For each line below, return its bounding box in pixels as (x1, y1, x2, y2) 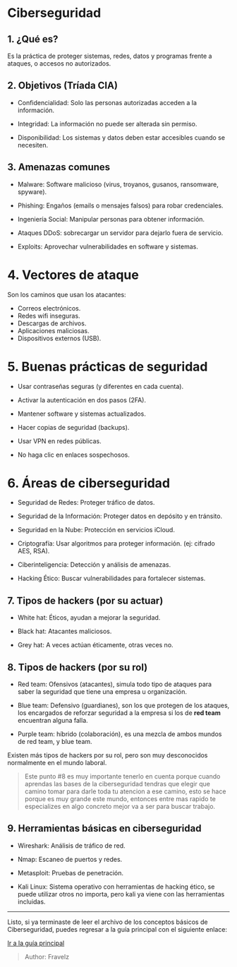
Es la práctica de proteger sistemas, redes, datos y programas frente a (7, 52, 212, 60)
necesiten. (17, 140, 49, 149)
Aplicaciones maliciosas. (17, 326, 90, 335)
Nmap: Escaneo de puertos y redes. (17, 855, 123, 863)
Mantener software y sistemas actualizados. (17, 409, 146, 418)
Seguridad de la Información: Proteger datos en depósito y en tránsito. (17, 512, 223, 520)
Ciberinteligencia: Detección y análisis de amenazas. (17, 560, 171, 569)
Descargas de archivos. (17, 319, 87, 328)
